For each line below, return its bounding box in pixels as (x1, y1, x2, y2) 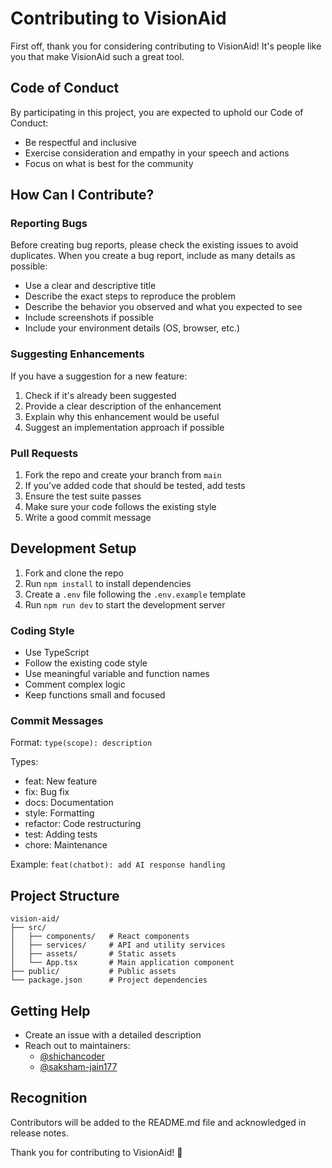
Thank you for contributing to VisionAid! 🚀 (10, 1146, 183, 1158)
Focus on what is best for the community (24, 157, 194, 169)
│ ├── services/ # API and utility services (10, 940, 226, 951)
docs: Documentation (24, 797, 114, 809)
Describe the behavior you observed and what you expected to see (24, 301, 303, 313)
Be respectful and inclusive (24, 136, 137, 148)
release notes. (10, 1127, 69, 1139)
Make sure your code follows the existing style (24, 501, 217, 513)
